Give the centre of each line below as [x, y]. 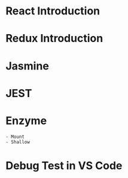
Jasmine [27, 66]
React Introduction [53, 11]
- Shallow [18, 142]
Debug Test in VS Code [64, 165]
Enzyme [26, 120]
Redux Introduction [54, 39]
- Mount [15, 137]
